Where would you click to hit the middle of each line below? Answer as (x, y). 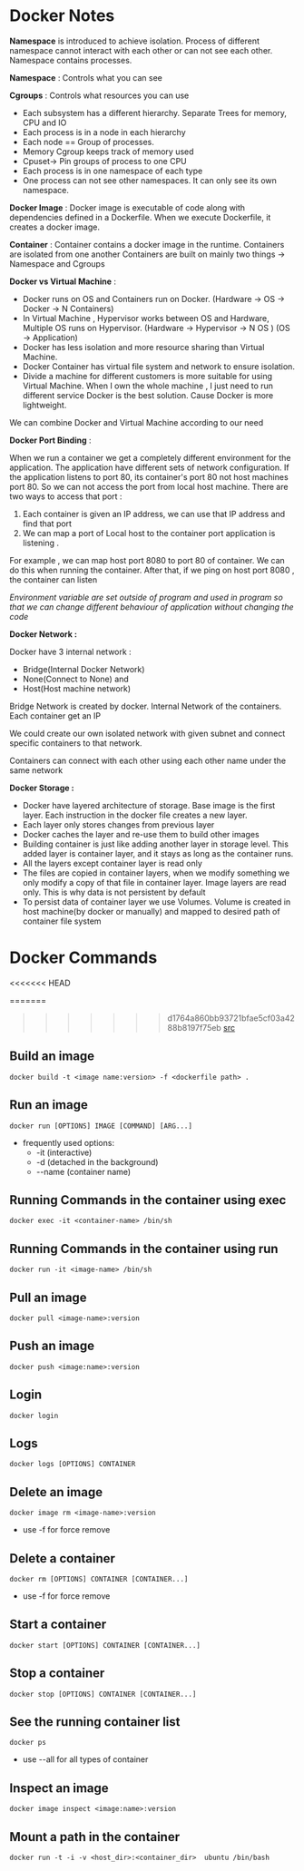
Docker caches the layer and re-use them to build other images (141, 834)
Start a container (58, 1625)
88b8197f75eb (195, 1027)
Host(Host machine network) (77, 688)
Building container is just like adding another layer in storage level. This (155, 844)
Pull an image (49, 1297)
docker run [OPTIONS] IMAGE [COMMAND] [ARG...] (101, 1126)
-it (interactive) (64, 1152)
